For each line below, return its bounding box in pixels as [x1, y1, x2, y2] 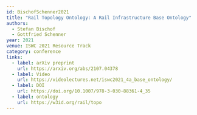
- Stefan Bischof [12, 26, 56, 32]
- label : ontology [12, 94, 59, 100]
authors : [6, 20, 29, 26]
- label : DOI [12, 83, 45, 89]
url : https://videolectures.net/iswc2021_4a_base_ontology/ [17, 77, 173, 83]
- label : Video [12, 71, 50, 77]
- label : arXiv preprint [12, 60, 75, 66]
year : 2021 [6, 37, 34, 43]
